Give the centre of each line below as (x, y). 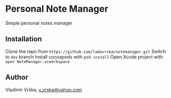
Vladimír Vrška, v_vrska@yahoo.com (44, 89)
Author (17, 77)
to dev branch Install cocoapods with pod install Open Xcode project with (84, 57)
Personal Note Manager (57, 9)
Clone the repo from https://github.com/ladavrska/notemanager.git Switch (85, 51)
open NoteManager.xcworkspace (38, 62)
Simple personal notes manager (39, 23)
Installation (24, 39)
